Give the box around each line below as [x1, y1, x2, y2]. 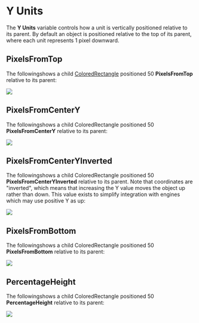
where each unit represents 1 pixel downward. [6, 37, 120, 44]
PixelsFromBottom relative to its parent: [6, 248, 105, 255]
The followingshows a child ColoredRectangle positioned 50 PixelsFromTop [6, 70, 193, 77]
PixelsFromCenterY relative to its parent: [6, 127, 108, 134]
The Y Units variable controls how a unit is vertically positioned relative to [6, 24, 188, 31]
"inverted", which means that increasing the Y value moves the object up [6, 185, 185, 192]
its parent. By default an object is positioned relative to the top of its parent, [6, 30, 192, 37]
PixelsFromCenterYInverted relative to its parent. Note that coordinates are [6, 178, 193, 185]
